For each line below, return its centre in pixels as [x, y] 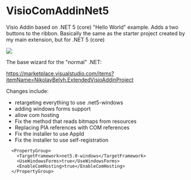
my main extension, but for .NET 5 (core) [55, 39]
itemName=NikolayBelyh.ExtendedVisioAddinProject [70, 79]
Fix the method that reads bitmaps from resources [75, 121]
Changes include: [27, 91]
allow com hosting [37, 115]
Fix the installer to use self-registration [62, 140]
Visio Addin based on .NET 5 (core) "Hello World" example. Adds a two [92, 27]
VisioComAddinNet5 [57, 11]
